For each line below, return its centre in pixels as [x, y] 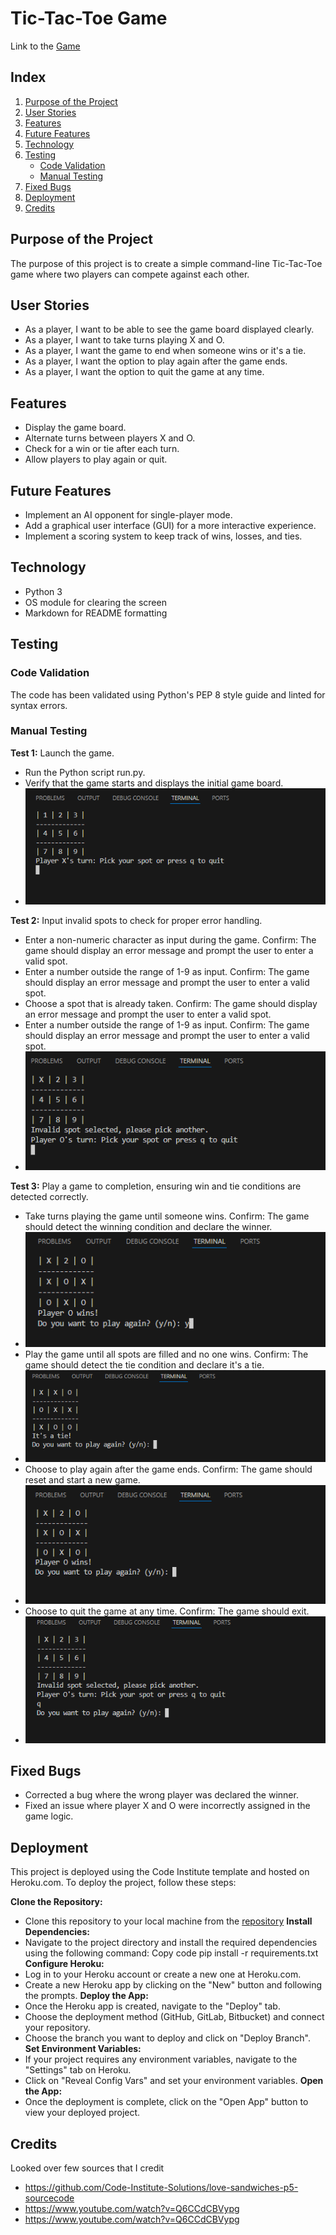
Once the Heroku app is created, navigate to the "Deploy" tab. [152, 2006]
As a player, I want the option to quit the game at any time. [144, 372]
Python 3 [43, 591]
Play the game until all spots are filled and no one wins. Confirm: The [166, 1354]
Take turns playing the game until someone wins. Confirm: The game [167, 1216]
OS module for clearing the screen [95, 602]
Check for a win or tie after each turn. [102, 449]
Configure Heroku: [64, 1964]
